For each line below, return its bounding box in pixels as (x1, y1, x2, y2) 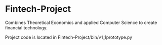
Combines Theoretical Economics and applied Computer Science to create (5, 20, 157, 25)
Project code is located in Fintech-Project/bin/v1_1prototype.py (5, 34, 132, 40)
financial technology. (5, 24, 48, 30)
